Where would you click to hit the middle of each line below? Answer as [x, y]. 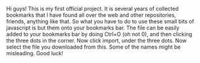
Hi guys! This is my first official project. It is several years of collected [92, 9]
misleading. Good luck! [35, 53]
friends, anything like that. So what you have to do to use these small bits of [100, 21]
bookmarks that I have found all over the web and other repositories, [91, 15]
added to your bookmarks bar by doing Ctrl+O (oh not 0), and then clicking [99, 34]
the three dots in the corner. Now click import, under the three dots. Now [96, 40]
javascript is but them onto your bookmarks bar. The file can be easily [93, 28]
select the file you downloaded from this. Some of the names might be [93, 47]
